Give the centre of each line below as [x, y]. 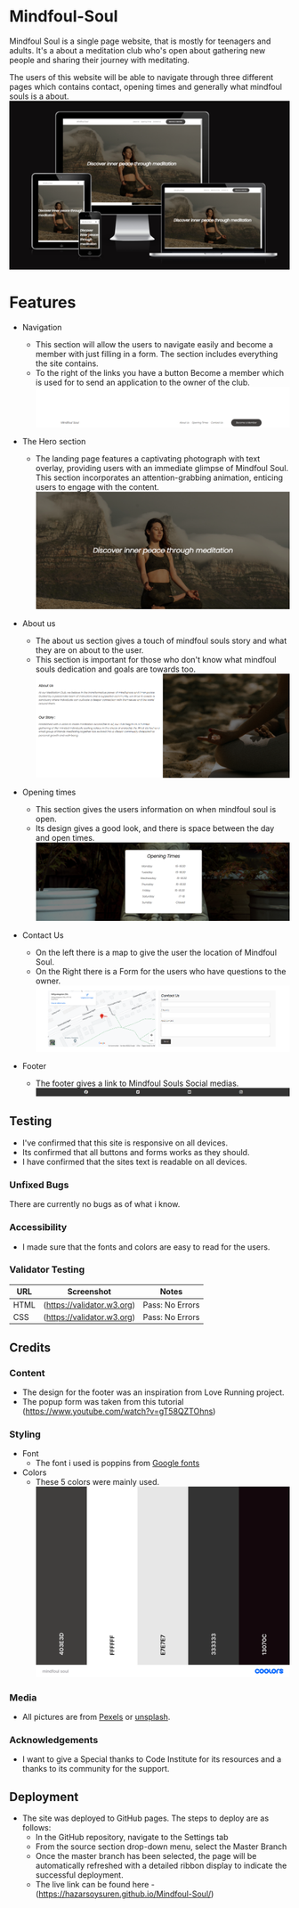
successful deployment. [79, 1875]
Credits [30, 1347]
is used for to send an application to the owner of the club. [143, 383]
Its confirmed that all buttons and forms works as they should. [136, 1152]
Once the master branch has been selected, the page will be [146, 1855]
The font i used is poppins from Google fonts [117, 1464]
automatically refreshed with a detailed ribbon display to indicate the [161, 1865]
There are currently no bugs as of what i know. [95, 1204]
